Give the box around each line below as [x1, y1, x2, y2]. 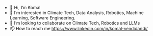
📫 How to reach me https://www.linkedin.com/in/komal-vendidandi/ [9, 26, 148, 31]
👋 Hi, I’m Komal [9, 5, 41, 10]
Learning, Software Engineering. [9, 15, 76, 20]
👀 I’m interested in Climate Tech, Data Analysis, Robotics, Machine [9, 10, 144, 16]
